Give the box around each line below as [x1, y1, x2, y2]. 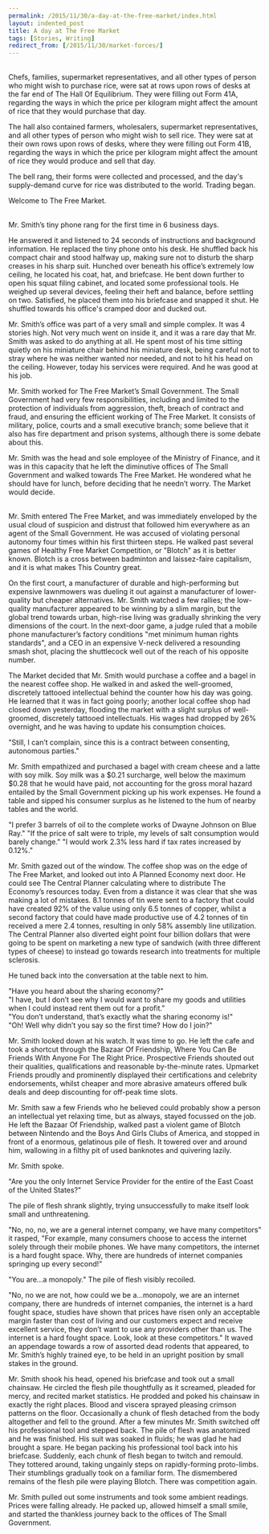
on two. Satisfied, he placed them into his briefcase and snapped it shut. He [8, 295, 259, 306]
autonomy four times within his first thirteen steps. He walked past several [8, 537, 254, 547]
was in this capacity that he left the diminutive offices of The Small [8, 461, 229, 471]
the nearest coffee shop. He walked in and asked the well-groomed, [8, 679, 233, 689]
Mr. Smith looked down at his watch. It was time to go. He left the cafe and [8, 1036, 255, 1046]
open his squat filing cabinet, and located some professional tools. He [8, 278, 239, 288]
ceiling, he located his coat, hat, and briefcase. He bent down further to [8, 270, 245, 280]
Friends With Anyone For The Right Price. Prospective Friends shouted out [8, 1053, 255, 1063]
